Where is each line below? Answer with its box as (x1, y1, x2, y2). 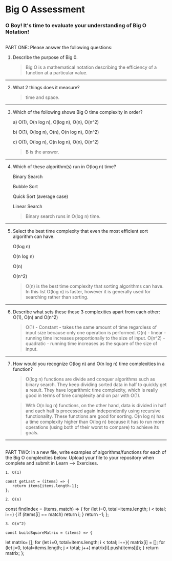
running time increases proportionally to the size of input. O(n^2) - (25, 335, 165, 341)
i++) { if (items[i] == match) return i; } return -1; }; (5, 511, 109, 517)
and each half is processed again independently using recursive (25, 408, 161, 414)
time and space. (25, 94, 60, 101)
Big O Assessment (5, 4, 85, 15)
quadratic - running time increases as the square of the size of (25, 340, 158, 347)
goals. (25, 429, 39, 435)
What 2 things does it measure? (12, 84, 80, 90)
